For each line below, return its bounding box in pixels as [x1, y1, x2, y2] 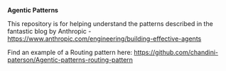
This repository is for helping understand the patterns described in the [7, 20, 213, 27]
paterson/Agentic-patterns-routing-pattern [7, 56, 134, 64]
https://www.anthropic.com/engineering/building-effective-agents [7, 34, 202, 43]
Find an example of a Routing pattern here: [7, 49, 133, 56]
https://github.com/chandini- [134, 49, 219, 56]
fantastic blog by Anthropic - [7, 27, 92, 35]
